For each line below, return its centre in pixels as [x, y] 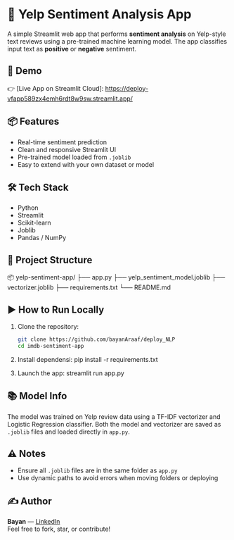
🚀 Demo [25, 71]
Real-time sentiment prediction [62, 142]
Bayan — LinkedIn [34, 522]
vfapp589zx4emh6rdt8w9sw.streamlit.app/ [70, 99]
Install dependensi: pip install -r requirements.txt [87, 359]
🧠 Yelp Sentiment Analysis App [99, 14]
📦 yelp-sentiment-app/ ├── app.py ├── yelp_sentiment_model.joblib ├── [116, 277]
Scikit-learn [34, 223]
